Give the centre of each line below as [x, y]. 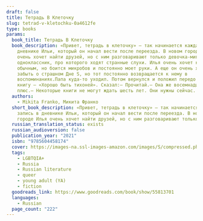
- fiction [30, 186]
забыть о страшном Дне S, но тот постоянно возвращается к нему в [102, 74]
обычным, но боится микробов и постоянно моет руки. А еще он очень [105, 68]
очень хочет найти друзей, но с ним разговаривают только [92, 57]
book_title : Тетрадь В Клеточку [53, 40]
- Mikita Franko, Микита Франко [58, 102]
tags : [19, 153]
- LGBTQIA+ [31, 158]
